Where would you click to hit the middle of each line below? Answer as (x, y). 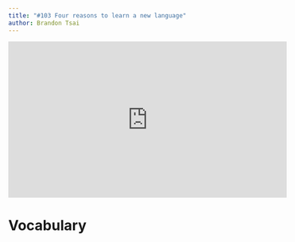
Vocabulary (47, 225)
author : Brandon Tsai (44, 23)
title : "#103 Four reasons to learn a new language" (97, 15)
